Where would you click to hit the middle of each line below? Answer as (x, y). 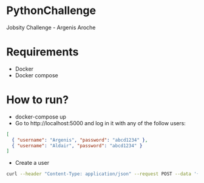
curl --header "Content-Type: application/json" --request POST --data (99, 174)
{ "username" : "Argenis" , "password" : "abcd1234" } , (80, 140)
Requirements (42, 52)
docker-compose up (41, 117)
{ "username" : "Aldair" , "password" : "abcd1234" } (77, 146)
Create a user (32, 163)
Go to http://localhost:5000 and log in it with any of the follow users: (100, 123)
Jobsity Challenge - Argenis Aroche (51, 27)
